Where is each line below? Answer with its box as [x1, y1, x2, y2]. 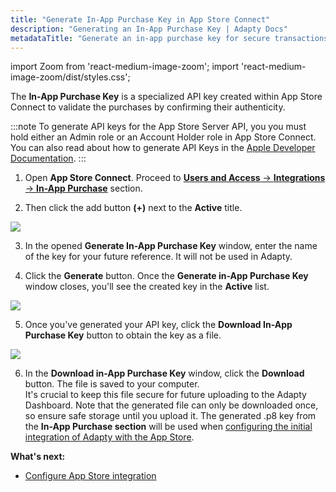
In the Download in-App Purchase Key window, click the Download [24, 367, 305, 380]
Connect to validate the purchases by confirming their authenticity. [10, 101, 286, 113]
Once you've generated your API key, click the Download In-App [24, 319, 293, 331]
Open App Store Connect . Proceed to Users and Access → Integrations [24, 172, 326, 184]
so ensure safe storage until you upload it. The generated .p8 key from [24, 410, 317, 422]
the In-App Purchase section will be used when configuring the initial [24, 421, 313, 433]
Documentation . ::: [10, 152, 87, 165]
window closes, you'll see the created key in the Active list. [24, 281, 270, 293]
